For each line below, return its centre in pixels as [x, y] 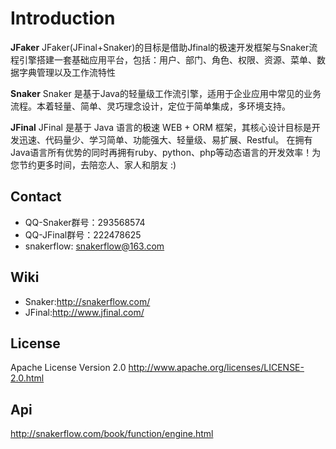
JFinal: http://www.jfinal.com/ [84, 312]
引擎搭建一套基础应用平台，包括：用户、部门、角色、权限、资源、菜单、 [167, 59]
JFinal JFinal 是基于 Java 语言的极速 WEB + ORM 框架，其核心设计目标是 [161, 127]
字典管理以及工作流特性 [67, 72]
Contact [36, 197]
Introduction [63, 18]
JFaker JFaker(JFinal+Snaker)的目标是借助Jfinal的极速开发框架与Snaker [160, 47]
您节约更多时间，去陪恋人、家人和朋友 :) [93, 164]
